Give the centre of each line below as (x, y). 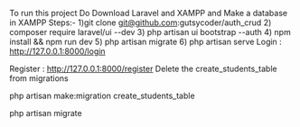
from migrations (39, 78)
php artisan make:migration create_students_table (103, 95)
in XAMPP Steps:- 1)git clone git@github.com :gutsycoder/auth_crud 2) (141, 23)
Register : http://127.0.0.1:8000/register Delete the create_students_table (143, 68)
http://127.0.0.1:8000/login (57, 51)
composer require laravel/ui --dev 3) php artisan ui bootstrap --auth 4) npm (150, 32)
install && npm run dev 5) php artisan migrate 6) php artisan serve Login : (145, 41)
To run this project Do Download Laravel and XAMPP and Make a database (148, 13)
